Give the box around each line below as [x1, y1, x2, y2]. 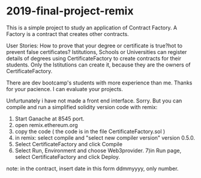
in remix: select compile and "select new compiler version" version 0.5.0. [14, 134, 196, 141]
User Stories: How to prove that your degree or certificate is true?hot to [6, 42, 183, 49]
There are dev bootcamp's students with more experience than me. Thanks [6, 79, 193, 86]
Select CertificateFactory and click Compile [14, 140, 123, 147]
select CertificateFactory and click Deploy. [14, 153, 121, 160]
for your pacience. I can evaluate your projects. [6, 85, 123, 92]
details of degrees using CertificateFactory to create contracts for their [6, 55, 182, 62]
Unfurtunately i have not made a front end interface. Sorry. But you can [6, 97, 182, 104]
